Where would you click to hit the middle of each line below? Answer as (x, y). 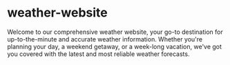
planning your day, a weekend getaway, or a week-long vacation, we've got (115, 46)
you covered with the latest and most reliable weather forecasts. (98, 54)
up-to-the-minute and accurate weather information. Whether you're (105, 39)
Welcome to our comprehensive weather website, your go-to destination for (115, 32)
